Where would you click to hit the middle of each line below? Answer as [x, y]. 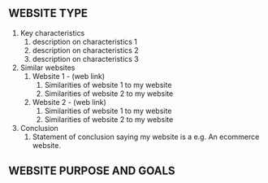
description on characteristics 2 [86, 50]
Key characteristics [52, 33]
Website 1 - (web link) [69, 76]
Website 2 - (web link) [69, 102]
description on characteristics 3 [86, 59]
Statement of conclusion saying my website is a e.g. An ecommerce [146, 137]
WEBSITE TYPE [48, 13]
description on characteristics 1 [85, 41]
